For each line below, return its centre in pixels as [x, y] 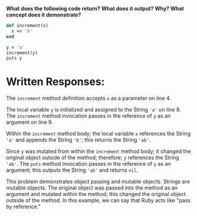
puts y [14, 58]
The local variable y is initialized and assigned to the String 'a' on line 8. [94, 110]
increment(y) [22, 53]
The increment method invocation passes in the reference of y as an [89, 116]
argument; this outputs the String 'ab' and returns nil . [72, 170]
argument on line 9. [30, 122]
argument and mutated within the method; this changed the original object [96, 194]
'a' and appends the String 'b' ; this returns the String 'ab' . [79, 140]
